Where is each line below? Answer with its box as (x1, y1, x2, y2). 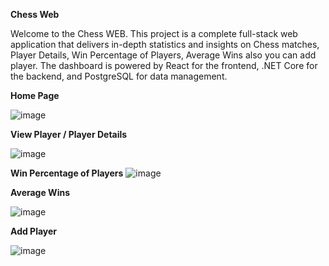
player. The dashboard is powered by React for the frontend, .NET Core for (10, 60, 318, 71)
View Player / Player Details (10, 129, 128, 140)
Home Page (10, 90, 60, 101)
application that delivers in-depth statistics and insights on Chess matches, (10, 39, 320, 50)
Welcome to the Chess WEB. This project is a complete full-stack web (10, 28, 298, 39)
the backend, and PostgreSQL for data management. (10, 70, 228, 82)
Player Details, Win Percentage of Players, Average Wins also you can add (10, 49, 317, 61)
